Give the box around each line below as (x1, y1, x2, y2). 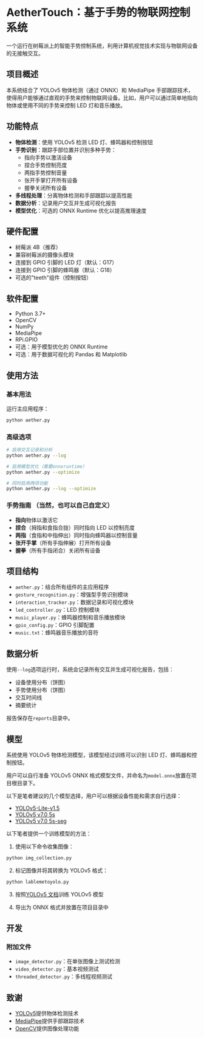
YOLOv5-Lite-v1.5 (15, 804, 60, 812)
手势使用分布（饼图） (15, 687, 69, 694)
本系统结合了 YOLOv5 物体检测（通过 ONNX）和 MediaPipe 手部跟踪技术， (6, 86, 194, 94)
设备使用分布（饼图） (15, 679, 69, 686)
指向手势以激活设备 (24, 153, 73, 161)
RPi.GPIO (15, 336, 38, 344)
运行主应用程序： (6, 405, 49, 412)
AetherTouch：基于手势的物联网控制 (6, 5, 191, 19)
